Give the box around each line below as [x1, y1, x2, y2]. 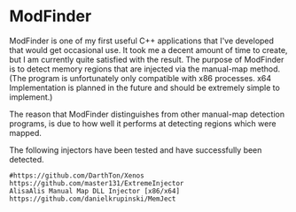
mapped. [9, 127, 43, 138]
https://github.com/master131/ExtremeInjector [9, 178, 184, 187]
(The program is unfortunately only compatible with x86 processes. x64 [9, 72, 272, 83]
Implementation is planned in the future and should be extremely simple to [9, 82, 281, 93]
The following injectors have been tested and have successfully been [9, 144, 262, 155]
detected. [9, 154, 44, 164]
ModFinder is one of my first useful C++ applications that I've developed [9, 35, 275, 46]
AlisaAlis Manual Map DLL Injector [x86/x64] [9, 186, 180, 195]
